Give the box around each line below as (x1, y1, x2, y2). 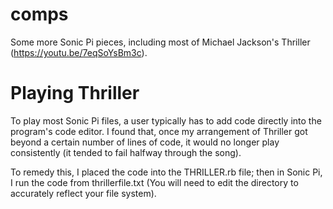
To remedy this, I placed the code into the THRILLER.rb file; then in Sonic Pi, (10, 166, 323, 178)
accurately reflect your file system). (10, 187, 157, 199)
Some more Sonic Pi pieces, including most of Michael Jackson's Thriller (10, 36, 311, 48)
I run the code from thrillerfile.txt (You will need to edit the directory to (10, 176, 299, 188)
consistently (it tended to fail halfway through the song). (10, 146, 242, 158)
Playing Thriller (10, 82, 140, 105)
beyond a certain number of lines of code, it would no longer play (10, 136, 280, 148)
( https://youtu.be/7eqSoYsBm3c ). (10, 46, 148, 58)
